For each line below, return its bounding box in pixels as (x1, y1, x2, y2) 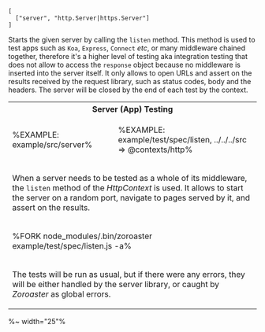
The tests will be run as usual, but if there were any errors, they (12, 269, 246, 279)
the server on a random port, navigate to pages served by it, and (12, 193, 251, 203)
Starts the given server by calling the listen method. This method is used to (8, 35, 256, 44)
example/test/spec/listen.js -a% (12, 241, 132, 251)
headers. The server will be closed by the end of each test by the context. (8, 85, 248, 94)
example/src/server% (12, 139, 93, 149)
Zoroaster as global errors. (12, 289, 111, 299)
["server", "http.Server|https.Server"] (15, 14, 150, 22)
